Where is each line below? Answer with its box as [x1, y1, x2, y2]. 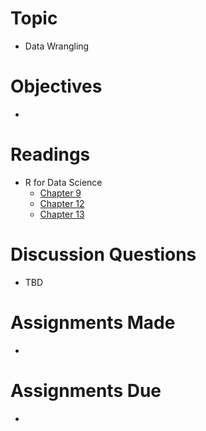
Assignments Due [10, 379, 162, 402]
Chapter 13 [39, 208, 85, 220]
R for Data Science [24, 176, 103, 188]
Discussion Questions [10, 243, 197, 266]
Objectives [10, 75, 103, 98]
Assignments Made [10, 311, 176, 334]
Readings [10, 143, 91, 166]
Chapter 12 [39, 197, 85, 209]
